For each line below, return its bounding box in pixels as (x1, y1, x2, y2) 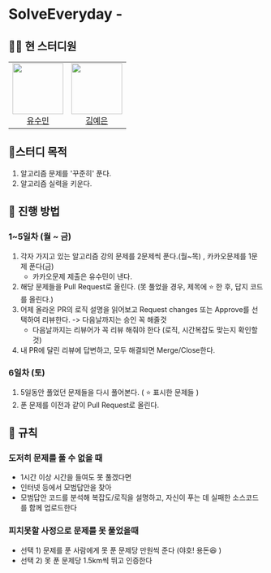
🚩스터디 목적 (8, 145, 67, 159)
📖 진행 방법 (8, 205, 61, 219)
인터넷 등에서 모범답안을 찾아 (19, 483, 112, 493)
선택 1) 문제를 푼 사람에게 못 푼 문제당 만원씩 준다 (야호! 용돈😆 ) (19, 545, 222, 555)
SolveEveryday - (8, 5, 123, 24)
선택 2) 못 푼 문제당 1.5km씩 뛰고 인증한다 (19, 555, 153, 565)
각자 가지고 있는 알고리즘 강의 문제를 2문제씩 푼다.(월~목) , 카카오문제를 (19, 251, 247, 261)
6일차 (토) (8, 367, 45, 379)
